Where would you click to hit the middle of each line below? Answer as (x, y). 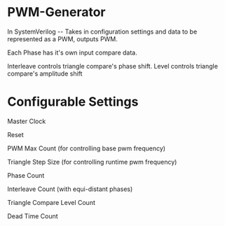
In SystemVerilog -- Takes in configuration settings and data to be (102, 31)
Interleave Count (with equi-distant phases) (70, 189)
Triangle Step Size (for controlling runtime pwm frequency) (92, 162)
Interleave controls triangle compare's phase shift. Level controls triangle (113, 66)
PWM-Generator (57, 12)
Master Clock (27, 121)
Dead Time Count (33, 216)
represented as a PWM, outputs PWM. (62, 38)
